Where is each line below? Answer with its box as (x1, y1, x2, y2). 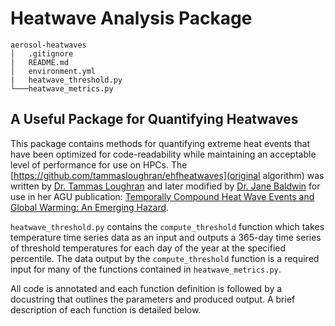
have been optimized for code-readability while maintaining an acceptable (10, 148, 317, 160)
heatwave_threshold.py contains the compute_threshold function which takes (10, 220, 325, 232)
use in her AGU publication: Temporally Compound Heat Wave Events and (10, 190, 315, 202)
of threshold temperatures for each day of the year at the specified (10, 242, 287, 254)
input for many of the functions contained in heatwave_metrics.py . (10, 263, 282, 275)
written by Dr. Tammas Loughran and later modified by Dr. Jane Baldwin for (10, 180, 321, 192)
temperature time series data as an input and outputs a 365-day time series (10, 231, 322, 243)
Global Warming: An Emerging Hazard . (10, 201, 170, 213)
